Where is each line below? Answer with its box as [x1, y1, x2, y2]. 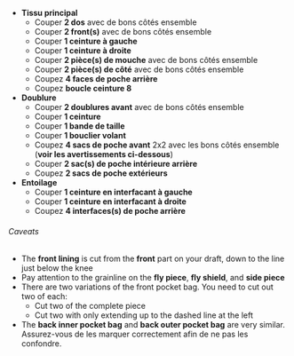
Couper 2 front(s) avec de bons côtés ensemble [34, 27, 212, 36]
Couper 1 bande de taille [34, 121, 125, 131]
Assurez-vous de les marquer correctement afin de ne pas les [20, 328, 249, 340]
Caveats [8, 225, 39, 236]
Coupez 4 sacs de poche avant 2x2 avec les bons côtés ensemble [34, 139, 280, 150]
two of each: [20, 291, 68, 302]
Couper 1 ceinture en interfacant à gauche [34, 186, 193, 197]
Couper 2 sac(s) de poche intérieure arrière [34, 159, 197, 169]
